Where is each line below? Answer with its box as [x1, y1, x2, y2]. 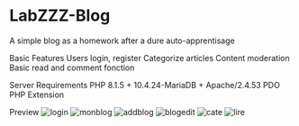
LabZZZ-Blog [9, 5, 111, 26]
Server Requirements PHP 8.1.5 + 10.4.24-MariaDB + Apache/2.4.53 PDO [9, 79, 281, 90]
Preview [9, 106, 40, 117]
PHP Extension [9, 89, 65, 100]
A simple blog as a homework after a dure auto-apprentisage [9, 35, 236, 46]
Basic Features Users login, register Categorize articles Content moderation [9, 52, 290, 63]
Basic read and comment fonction [9, 62, 135, 73]
